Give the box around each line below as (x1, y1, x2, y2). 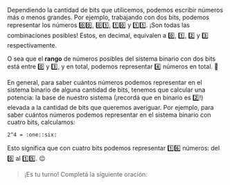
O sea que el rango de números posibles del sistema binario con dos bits (7, 55, 216, 63)
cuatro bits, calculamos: (7, 118, 76, 126)
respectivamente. (7, 41, 57, 49)
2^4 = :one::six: (7, 131, 57, 138)
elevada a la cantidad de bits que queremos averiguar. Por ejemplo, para (7, 104, 214, 111)
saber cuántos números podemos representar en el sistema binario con (7, 110, 211, 119)
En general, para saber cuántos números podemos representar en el (7, 79, 202, 86)
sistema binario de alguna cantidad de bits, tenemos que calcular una (7, 86, 206, 94)
